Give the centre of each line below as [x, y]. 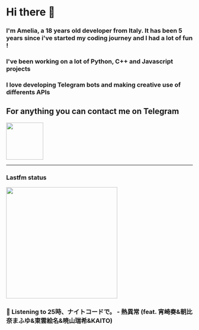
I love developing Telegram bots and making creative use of [94, 84]
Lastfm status [26, 177]
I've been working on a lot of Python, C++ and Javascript [90, 62]
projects [18, 69]
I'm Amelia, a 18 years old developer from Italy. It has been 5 [94, 31]
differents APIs [28, 92]
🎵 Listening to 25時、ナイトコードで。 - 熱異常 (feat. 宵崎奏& [93, 312]
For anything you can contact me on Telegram [93, 111]
